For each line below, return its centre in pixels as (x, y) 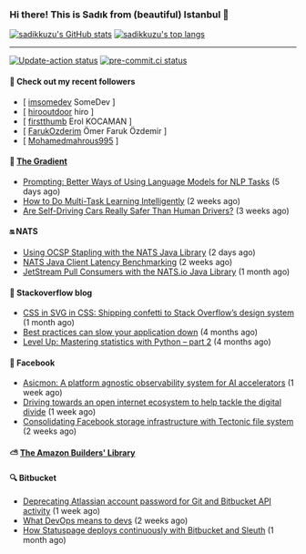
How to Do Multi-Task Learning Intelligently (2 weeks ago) (132, 200)
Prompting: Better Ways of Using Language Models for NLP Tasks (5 (151, 181)
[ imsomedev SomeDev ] (69, 102)
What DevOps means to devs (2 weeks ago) (105, 521)
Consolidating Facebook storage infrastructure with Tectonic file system (158, 422)
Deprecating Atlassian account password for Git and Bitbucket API (147, 501)
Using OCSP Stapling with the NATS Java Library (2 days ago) (139, 252)
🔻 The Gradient (39, 161)
